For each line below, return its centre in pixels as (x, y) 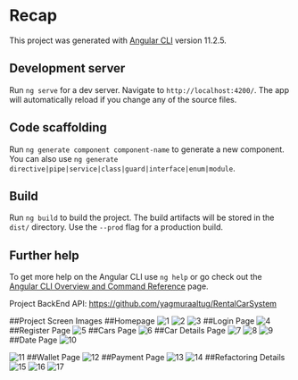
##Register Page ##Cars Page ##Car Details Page (117, 331)
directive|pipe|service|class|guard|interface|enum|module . (122, 168)
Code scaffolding (58, 127)
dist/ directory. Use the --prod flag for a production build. (116, 227)
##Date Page (33, 340)
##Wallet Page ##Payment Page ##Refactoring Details (156, 358)
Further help (45, 255)
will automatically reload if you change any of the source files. (123, 99)
